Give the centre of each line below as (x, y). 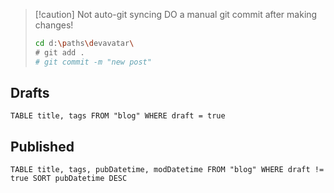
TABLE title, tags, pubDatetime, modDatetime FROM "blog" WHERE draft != (167, 170)
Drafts (30, 93)
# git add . (59, 52)
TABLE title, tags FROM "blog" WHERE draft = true (118, 116)
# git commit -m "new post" (93, 62)
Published (42, 146)
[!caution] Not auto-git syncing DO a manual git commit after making (176, 14)
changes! (54, 25)
